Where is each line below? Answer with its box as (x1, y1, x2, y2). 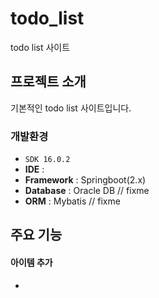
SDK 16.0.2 (24, 155, 71, 165)
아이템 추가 (10, 257, 53, 269)
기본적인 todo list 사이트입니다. (10, 102, 132, 114)
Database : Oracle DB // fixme (24, 185, 150, 197)
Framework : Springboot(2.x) (24, 174, 147, 186)
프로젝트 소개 (10, 73, 87, 91)
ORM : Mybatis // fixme (24, 195, 121, 207)
